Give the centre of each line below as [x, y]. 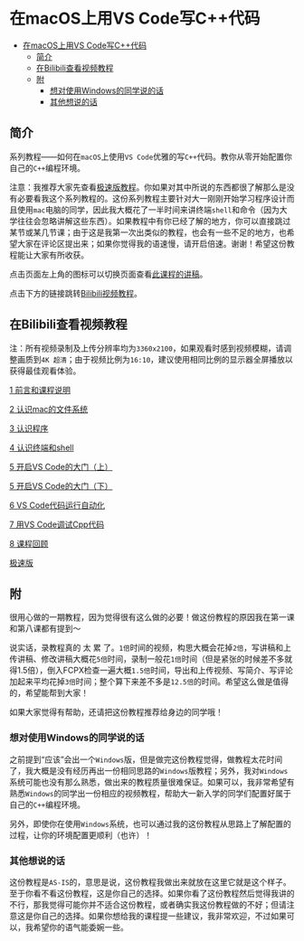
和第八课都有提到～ [45, 628]
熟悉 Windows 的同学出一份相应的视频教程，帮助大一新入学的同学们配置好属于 [151, 793]
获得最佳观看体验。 [45, 371]
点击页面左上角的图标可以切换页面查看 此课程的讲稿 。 [109, 274]
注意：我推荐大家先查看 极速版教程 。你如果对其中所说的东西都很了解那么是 [148, 187]
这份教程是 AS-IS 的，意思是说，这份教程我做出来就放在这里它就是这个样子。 [150, 881]
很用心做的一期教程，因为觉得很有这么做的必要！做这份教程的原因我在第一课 [152, 617]
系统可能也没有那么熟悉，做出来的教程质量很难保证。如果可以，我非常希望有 [152, 782]
